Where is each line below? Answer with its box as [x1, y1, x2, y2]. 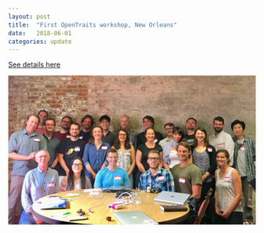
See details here [8, 60, 61, 70]
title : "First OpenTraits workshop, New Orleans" [8, 20, 178, 29]
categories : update [8, 38, 72, 46]
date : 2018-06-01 [8, 29, 72, 37]
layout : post [8, 13, 51, 20]
